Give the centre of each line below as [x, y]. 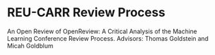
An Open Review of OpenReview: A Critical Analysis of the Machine [102, 31]
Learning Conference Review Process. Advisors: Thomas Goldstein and [108, 38]
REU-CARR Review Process [86, 13]
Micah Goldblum [30, 45]
